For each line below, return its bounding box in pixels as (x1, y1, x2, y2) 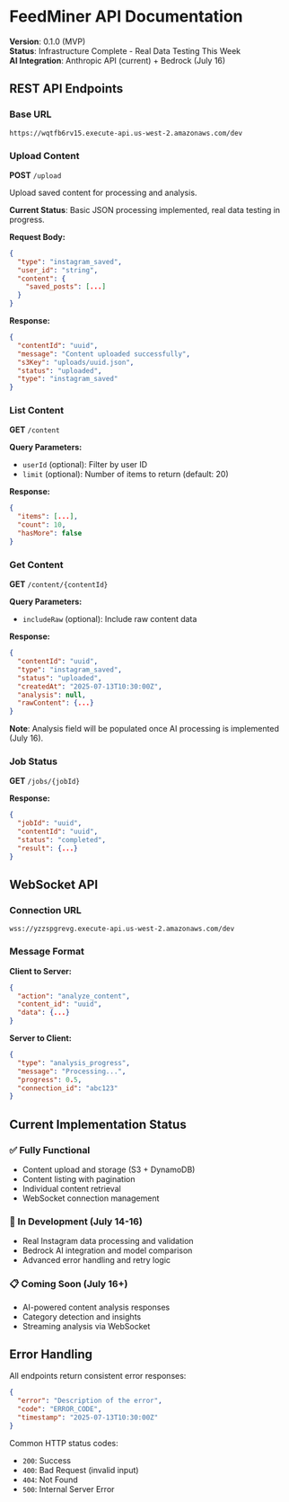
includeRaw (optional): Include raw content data (22, 614, 197, 625)
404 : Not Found (22, 1474, 78, 1485)
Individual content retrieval (22, 1183, 121, 1194)
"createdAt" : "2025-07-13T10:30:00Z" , (17, 681, 163, 691)
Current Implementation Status (9, 1116, 187, 1132)
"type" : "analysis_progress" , (17, 1058, 130, 1067)
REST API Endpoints (9, 81, 124, 96)
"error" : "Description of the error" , (17, 1396, 163, 1406)
